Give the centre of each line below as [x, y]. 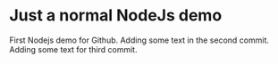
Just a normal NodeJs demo [116, 16]
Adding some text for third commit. [73, 49]
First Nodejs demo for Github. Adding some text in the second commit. [139, 40]
